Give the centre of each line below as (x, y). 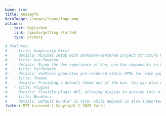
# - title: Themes (26, 78)
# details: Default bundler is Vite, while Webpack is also (73, 101)
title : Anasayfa (22, 14)
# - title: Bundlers (28, 97)
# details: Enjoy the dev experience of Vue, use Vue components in (82, 65)
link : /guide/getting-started (45, 33)
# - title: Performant (31, 69)
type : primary (28, 38)
